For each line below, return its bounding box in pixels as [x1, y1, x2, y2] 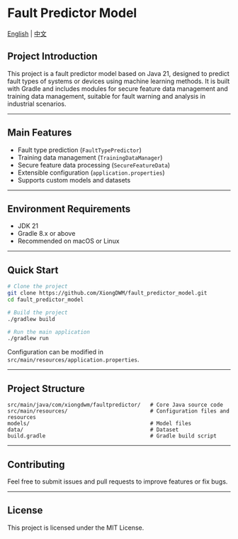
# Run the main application [7, 328, 91, 335]
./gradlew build [7, 315, 55, 322]
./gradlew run [7, 335, 50, 342]
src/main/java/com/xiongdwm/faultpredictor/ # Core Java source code [7, 401, 223, 409]
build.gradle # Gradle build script [7, 432, 217, 440]
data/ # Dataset [7, 426, 179, 434]
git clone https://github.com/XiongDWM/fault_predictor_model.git [7, 290, 208, 297]
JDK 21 [17, 222, 39, 230]
